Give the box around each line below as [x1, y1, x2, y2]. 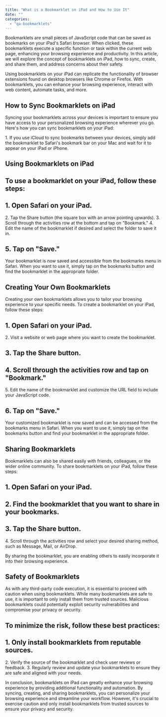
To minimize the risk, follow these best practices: [5, 621, 160, 630]
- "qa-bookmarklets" [9, 21, 52, 26]
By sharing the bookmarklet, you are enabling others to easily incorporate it [5, 553, 160, 559]
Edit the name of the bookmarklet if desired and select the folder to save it [5, 225, 157, 231]
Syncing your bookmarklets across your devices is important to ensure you [5, 115, 159, 120]
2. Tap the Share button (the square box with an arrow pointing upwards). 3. [5, 215, 160, 221]
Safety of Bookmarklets [5, 572, 80, 581]
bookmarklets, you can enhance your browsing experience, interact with [5, 82, 153, 88]
